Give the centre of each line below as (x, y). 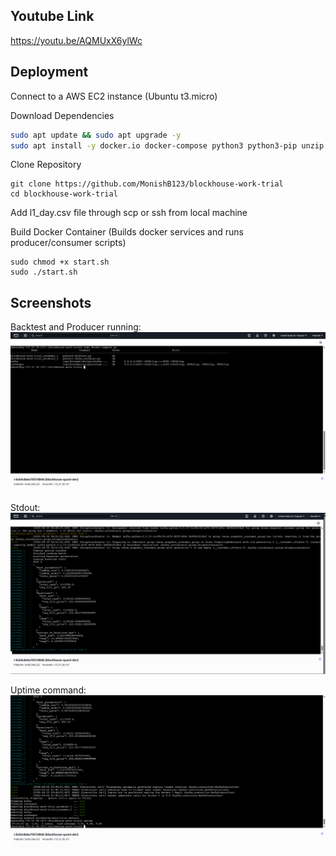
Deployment (49, 72)
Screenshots (51, 302)
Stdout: (25, 507)
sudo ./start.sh (44, 272)
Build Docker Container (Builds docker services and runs (127, 232)
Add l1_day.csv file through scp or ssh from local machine (129, 213)
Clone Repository (46, 165)
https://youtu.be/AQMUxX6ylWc (76, 40)
